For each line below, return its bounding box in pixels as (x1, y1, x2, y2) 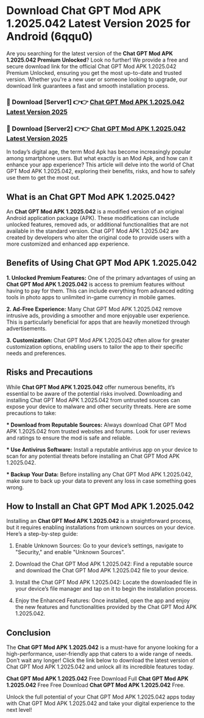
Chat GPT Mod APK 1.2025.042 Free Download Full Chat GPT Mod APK (6, 675, 189, 683)
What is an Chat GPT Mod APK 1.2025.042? (6, 191, 175, 202)
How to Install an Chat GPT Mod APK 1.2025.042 (6, 501, 194, 511)
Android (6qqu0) (6, 30, 93, 43)
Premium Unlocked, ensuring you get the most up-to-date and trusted (6, 69, 182, 76)
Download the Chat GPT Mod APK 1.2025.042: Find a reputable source (15, 560, 193, 567)
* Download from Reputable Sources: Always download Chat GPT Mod (6, 421, 187, 428)
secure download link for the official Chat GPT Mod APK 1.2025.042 (6, 62, 177, 70)
